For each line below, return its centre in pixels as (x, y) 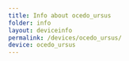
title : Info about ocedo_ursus (60, 15)
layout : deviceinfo (40, 30)
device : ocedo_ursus (42, 45)
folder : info (30, 23)
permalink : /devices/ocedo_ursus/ (65, 38)
